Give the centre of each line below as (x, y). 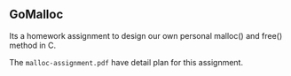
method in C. (33, 45)
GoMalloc (36, 15)
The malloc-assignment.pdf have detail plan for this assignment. (126, 62)
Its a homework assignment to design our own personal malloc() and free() (146, 35)
